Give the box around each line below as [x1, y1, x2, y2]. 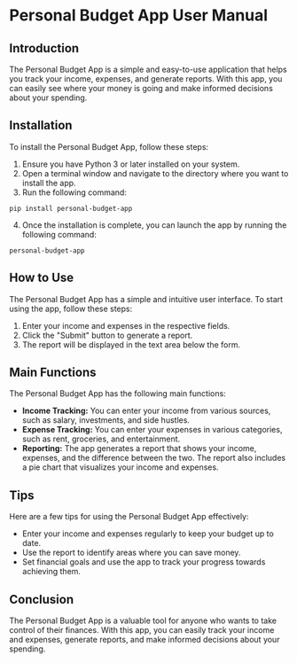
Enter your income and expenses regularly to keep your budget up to [21, 528, 275, 539]
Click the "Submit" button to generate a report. [21, 330, 193, 340]
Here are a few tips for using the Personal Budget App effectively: [9, 511, 250, 522]
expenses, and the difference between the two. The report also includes [21, 453, 286, 464]
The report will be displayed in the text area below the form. [21, 339, 241, 350]
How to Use [9, 270, 74, 285]
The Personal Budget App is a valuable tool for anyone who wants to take [9, 615, 277, 626]
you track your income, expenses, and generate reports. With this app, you [9, 74, 283, 84]
